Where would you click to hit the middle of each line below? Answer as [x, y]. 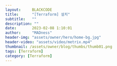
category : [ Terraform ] [29, 56]
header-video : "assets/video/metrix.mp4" [49, 42]
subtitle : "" [21, 19]
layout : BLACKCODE [29, 10]
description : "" [22, 24]
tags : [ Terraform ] [24, 51]
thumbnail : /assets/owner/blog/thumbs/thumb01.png [59, 47]
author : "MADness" [29, 33]
